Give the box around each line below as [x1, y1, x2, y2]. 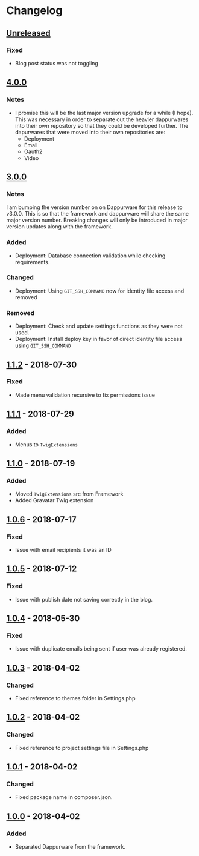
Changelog [6, 4, 63, 18]
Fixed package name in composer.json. [14, 794, 113, 801]
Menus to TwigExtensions [14, 440, 78, 448]
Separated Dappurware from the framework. [14, 843, 126, 851]
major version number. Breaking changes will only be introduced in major [6, 216, 188, 224]
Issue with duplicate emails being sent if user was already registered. [14, 645, 187, 652]
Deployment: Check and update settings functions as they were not [14, 322, 183, 330]
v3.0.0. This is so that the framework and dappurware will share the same [6, 210, 189, 217]
